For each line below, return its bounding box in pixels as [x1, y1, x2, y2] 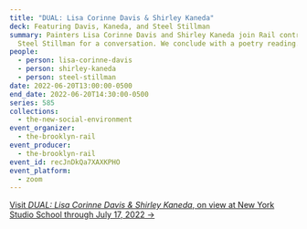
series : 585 [9, 98, 55, 108]
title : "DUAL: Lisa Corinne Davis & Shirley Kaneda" [9, 13, 215, 23]
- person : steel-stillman [17, 73, 117, 82]
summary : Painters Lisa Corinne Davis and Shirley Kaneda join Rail [9, 30, 276, 39]
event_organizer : [9, 124, 76, 133]
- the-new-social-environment [17, 115, 132, 124]
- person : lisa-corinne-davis [17, 56, 132, 65]
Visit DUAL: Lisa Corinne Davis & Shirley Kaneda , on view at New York [9, 200, 275, 211]
